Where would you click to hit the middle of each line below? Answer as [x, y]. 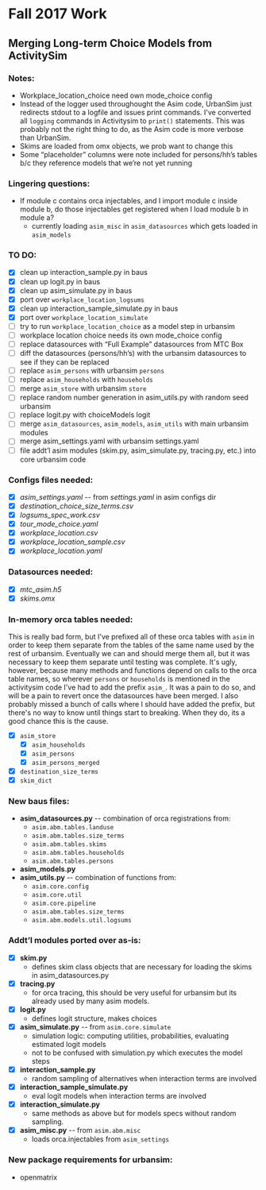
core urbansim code [53, 459]
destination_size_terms [59, 772]
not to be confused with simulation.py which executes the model [137, 1053]
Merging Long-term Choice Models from [110, 43]
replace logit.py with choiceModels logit [85, 415]
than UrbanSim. [45, 137]
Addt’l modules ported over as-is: [75, 941]
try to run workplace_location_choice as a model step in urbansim [127, 326]
